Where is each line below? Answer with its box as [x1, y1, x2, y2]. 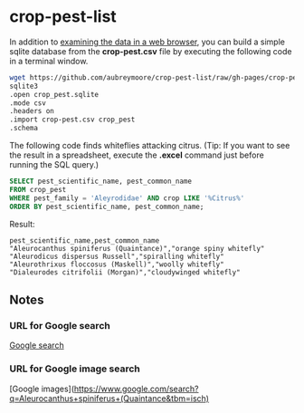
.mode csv [9, 98, 47, 108]
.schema [9, 124, 39, 133]
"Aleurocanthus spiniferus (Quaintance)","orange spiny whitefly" [9, 244, 265, 253]
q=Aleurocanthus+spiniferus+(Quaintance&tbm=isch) [9, 392, 210, 404]
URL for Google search [9, 319, 110, 331]
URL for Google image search [9, 362, 140, 375]
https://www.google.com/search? [73, 383, 199, 394]
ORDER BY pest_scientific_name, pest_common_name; [9, 202, 204, 211]
